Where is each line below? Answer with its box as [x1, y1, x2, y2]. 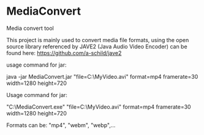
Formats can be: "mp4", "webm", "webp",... [6, 121, 116, 129]
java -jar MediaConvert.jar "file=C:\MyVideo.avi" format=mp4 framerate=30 [6, 73, 198, 80]
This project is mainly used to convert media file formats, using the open [6, 36, 189, 43]
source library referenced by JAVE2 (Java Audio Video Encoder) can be [6, 43, 188, 50]
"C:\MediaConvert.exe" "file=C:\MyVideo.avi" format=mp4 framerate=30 [6, 103, 191, 111]
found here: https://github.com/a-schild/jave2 [6, 49, 122, 56]
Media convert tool [6, 24, 54, 32]
